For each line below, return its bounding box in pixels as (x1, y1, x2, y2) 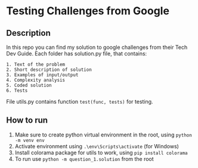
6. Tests (6, 88, 28, 94)
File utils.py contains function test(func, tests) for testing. (6, 98, 153, 105)
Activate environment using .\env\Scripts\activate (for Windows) (14, 142, 179, 150)
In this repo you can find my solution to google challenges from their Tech (6, 43, 188, 51)
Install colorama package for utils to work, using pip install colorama (14, 149, 188, 156)
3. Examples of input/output (6, 72, 79, 78)
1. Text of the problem (6, 61, 66, 67)
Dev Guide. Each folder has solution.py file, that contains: (6, 50, 147, 57)
